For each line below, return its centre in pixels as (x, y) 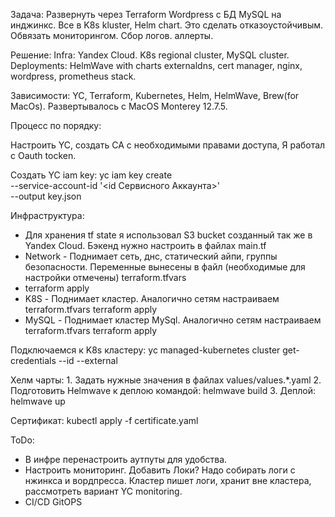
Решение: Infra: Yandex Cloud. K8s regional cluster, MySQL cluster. (150, 55)
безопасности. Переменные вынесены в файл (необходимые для (165, 267)
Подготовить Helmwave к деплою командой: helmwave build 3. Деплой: (163, 390)
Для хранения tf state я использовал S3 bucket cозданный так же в (168, 235)
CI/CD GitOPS (53, 502)
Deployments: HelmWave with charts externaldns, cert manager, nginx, (156, 65)
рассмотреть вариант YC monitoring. (103, 491)
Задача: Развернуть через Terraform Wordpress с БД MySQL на (146, 14)
